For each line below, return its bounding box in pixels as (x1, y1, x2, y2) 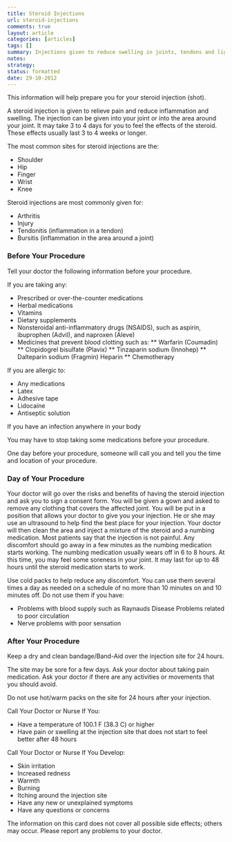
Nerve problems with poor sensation (17, 619, 122, 627)
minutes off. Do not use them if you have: (7, 591, 124, 599)
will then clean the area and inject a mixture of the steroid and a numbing (7, 526, 215, 534)
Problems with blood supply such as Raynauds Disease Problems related (17, 604, 224, 612)
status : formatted (7, 68, 60, 75)
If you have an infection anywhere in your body (7, 422, 142, 430)
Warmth (17, 776, 40, 785)
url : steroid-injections (7, 17, 79, 24)
